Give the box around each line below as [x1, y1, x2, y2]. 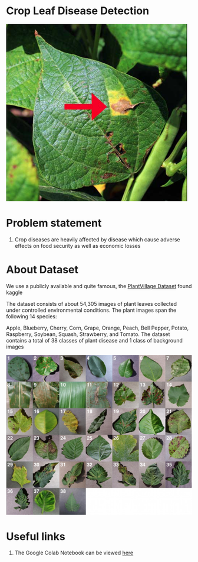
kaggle [6, 289, 23, 296]
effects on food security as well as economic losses [14, 242, 141, 249]
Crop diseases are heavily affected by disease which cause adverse [14, 235, 180, 243]
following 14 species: [6, 312, 57, 320]
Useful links [6, 529, 66, 543]
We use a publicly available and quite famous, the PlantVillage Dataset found [6, 282, 192, 289]
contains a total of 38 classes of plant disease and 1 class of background [6, 337, 183, 344]
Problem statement [6, 217, 102, 230]
